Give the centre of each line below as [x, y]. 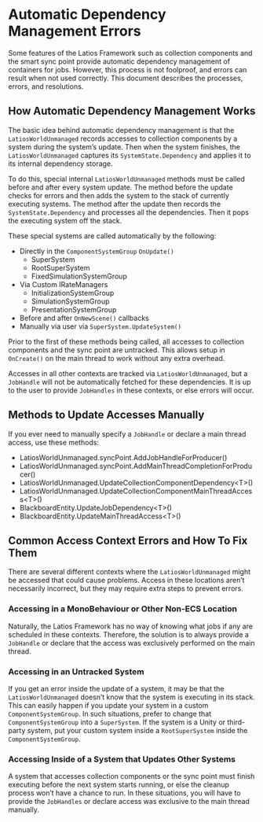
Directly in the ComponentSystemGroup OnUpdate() [97, 251]
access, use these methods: [54, 442]
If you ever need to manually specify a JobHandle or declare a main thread [127, 433]
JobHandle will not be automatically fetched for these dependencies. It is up [130, 382]
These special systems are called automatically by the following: [112, 236]
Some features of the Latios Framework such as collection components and [130, 53]
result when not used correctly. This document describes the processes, [126, 78]
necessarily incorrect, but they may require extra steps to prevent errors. [126, 588]
